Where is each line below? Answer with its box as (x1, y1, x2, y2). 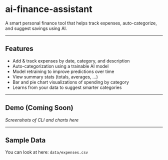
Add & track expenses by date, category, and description (12, 57, 130, 63)
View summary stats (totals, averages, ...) (12, 73, 98, 79)
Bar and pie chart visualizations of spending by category (12, 79, 129, 85)
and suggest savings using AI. (5, 25, 67, 31)
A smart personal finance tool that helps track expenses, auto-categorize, (5, 20, 157, 26)
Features (5, 44, 33, 53)
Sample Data (5, 136, 46, 144)
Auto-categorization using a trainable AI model (12, 63, 109, 69)
